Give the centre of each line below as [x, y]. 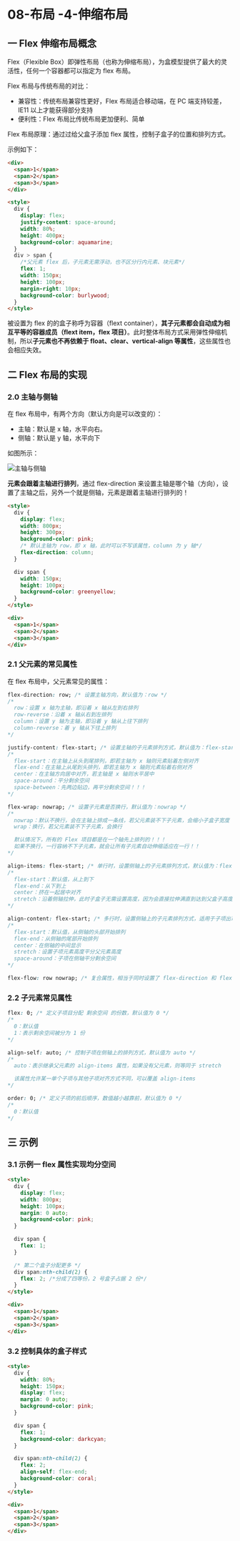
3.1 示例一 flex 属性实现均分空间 [62, 1164]
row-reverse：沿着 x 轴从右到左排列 [63, 715]
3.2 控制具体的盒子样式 [47, 1351]
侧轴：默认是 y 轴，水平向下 [59, 437]
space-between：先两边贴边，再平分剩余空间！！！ [80, 788]
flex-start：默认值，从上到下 [54, 879]
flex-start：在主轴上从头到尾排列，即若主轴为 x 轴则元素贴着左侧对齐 [106, 761]
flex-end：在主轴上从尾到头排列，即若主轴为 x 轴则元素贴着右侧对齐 [103, 768]
